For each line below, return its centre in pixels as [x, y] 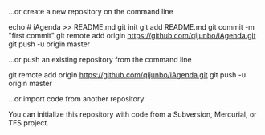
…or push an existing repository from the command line [100, 60]
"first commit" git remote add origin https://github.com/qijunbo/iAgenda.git [132, 36]
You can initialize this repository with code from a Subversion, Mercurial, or [132, 114]
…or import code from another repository [76, 99]
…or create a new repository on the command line [91, 12]
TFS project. [29, 123]
